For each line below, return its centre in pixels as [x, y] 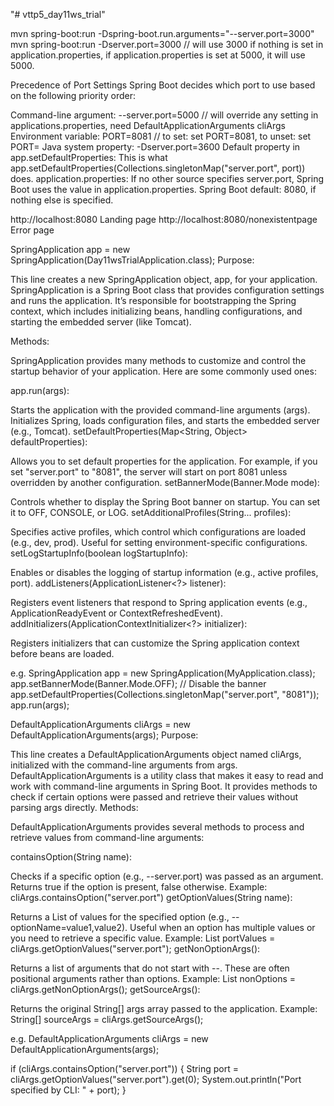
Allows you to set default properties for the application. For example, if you [164, 461]
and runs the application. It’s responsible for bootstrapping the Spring [153, 300]
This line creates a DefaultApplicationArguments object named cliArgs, [156, 754]
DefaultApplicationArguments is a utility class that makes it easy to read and [167, 775]
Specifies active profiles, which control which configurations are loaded [158, 532]
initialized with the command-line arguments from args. [124, 765]
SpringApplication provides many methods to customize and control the [158, 360]
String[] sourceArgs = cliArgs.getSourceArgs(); [107, 1019]
